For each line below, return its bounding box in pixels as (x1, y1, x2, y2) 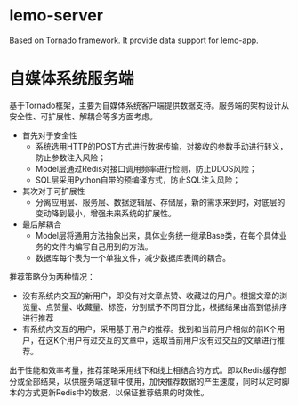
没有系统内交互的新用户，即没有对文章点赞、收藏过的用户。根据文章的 (21, 290, 280, 301)
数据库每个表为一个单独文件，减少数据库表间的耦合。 (35, 252, 231, 263)
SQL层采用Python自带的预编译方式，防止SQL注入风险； (35, 175, 241, 185)
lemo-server (9, 5, 104, 26)
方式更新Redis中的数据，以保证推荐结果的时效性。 (24, 386, 209, 397)
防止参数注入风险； (35, 152, 107, 163)
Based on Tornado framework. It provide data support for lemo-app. (9, 35, 260, 45)
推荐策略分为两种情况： (9, 271, 95, 281)
